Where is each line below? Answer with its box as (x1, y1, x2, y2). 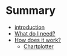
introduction (14, 23, 45, 31)
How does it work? (14, 36, 62, 43)
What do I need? (14, 30, 56, 37)
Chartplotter (23, 43, 54, 50)
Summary (5, 4, 56, 17)
